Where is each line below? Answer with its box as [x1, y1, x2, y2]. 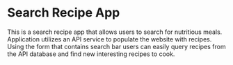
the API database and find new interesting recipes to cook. [7, 50, 175, 58]
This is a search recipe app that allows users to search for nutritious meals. [7, 28, 223, 36]
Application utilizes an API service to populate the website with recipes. [7, 35, 212, 43]
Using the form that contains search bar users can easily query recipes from [7, 42, 226, 50]
